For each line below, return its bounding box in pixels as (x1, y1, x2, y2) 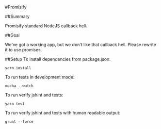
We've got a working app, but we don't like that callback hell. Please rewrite (5, 42, 157, 48)
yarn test (5, 101, 25, 106)
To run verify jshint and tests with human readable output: (5, 110, 121, 115)
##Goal (5, 32, 20, 38)
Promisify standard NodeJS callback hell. (5, 23, 87, 29)
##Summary (5, 14, 30, 19)
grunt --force (5, 119, 34, 124)
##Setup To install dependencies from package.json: (5, 56, 111, 62)
